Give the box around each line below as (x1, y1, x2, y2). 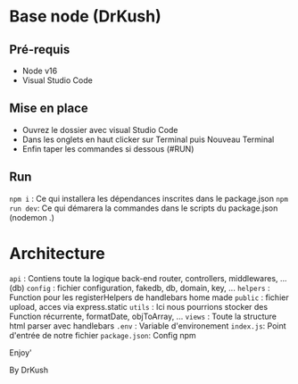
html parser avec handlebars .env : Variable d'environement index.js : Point (9, 320, 287, 331)
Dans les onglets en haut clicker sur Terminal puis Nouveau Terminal (21, 134, 275, 145)
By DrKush (9, 364, 49, 375)
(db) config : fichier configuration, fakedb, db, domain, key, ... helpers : (9, 282, 270, 293)
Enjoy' (9, 346, 33, 358)
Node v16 (21, 65, 58, 76)
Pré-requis (9, 42, 70, 57)
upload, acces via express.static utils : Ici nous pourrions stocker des (9, 301, 269, 312)
